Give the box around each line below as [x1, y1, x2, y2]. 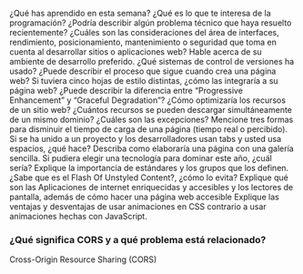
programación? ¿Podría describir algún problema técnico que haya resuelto [9, 17, 292, 28]
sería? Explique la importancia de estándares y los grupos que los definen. [9, 163, 289, 173]
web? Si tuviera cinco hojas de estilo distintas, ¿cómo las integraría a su [9, 76, 279, 86]
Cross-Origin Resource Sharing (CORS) [9, 254, 157, 265]
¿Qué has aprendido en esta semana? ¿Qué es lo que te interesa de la [9, 8, 271, 18]
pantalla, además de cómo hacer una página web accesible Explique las [9, 191, 279, 202]
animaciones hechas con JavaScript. [9, 211, 147, 221]
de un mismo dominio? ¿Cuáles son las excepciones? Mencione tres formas [9, 114, 294, 125]
